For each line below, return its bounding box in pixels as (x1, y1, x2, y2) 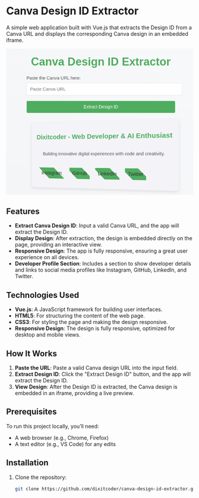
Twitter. (14, 273, 34, 280)
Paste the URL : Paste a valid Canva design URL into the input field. (14, 364, 178, 371)
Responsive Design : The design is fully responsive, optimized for (14, 325, 175, 332)
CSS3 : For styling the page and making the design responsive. (14, 319, 168, 326)
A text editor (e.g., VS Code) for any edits (14, 440, 116, 447)
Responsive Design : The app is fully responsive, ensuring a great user (14, 247, 188, 254)
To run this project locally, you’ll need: (6, 422, 99, 429)
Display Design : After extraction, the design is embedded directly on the (14, 235, 193, 242)
